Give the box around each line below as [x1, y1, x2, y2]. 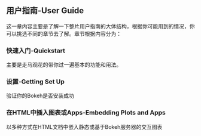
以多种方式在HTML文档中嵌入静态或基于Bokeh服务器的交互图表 [6, 123, 163, 130]
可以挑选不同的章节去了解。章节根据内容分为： [6, 30, 121, 37]
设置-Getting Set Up [6, 78, 65, 86]
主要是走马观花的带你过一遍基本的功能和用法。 [6, 61, 121, 69]
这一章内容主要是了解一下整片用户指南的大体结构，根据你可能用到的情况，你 [6, 23, 195, 30]
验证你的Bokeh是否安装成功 [6, 92, 75, 100]
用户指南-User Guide [6, 5, 84, 16]
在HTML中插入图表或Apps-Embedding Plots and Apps [6, 109, 166, 117]
